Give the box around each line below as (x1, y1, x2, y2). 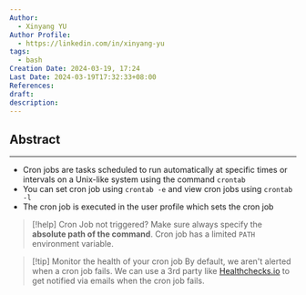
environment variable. (31, 239, 114, 249)
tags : (9, 47, 30, 56)
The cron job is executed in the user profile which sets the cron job (22, 201, 274, 212)
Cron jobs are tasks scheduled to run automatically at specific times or (22, 165, 289, 176)
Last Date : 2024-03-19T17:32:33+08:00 (9, 73, 157, 82)
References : (9, 81, 55, 90)
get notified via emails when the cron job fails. (31, 275, 205, 287)
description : (9, 97, 59, 107)
